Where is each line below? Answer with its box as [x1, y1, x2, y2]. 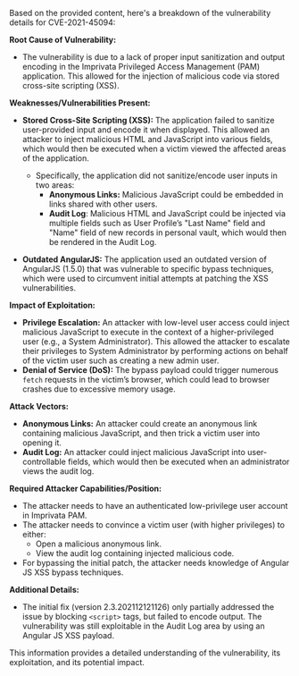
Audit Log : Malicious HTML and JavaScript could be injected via [48, 208, 287, 218]
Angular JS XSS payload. [21, 630, 114, 640]
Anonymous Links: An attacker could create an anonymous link [21, 418, 258, 428]
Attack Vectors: [9, 401, 70, 411]
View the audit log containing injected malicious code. [35, 548, 235, 558]
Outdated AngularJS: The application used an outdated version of [21, 254, 268, 265]
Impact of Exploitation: [9, 300, 96, 310]
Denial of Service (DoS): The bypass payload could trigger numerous [21, 365, 279, 375]
